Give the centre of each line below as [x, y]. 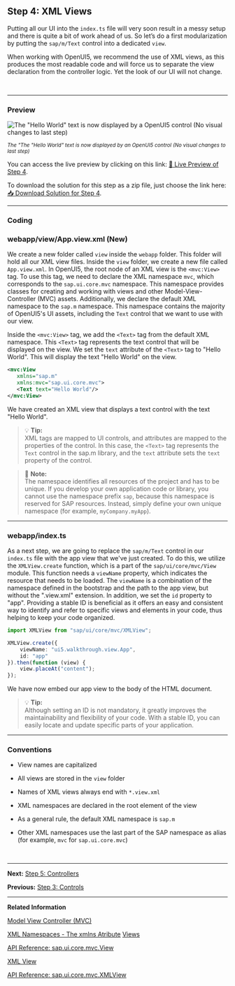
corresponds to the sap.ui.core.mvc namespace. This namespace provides [116, 284]
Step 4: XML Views [50, 12]
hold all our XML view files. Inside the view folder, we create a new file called [117, 262]
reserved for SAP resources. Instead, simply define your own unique [123, 503]
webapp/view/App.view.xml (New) [67, 239]
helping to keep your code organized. [61, 617]
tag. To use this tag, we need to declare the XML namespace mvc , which [111, 277]
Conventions [30, 750]
